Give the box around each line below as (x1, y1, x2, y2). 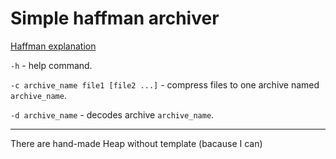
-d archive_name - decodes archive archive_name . (10, 108, 215, 121)
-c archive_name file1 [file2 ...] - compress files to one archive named (10, 78, 320, 91)
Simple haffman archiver (10, 7, 220, 30)
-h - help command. (10, 59, 93, 71)
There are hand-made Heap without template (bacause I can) (10, 137, 263, 149)
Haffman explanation (10, 40, 97, 52)
